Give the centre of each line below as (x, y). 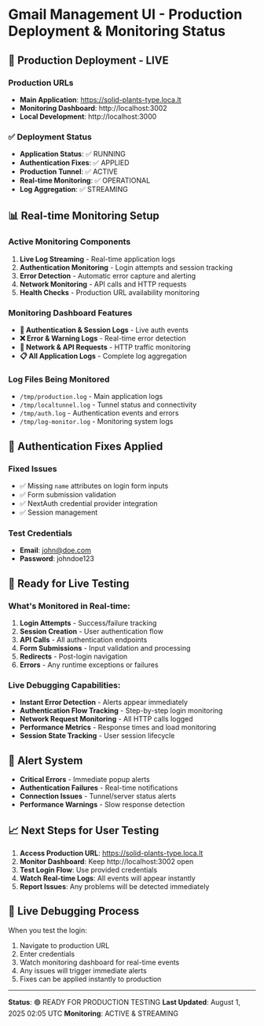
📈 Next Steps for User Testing (84, 830)
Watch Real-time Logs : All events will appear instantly (108, 878)
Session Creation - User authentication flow (91, 632)
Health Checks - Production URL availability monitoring (110, 292)
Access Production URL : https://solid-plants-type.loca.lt (111, 853)
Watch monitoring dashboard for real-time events (99, 962)
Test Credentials (40, 533)
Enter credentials (47, 954)
